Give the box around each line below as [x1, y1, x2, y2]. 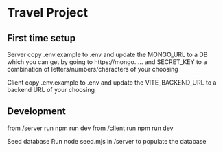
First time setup [7, 32, 76, 44]
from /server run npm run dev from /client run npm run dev [7, 124, 174, 132]
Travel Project [7, 5, 89, 21]
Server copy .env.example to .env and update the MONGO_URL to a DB [7, 50, 208, 58]
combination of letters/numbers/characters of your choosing [7, 65, 178, 73]
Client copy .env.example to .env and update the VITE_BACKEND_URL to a [7, 78, 217, 87]
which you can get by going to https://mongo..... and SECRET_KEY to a [7, 58, 207, 66]
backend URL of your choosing [7, 86, 95, 94]
